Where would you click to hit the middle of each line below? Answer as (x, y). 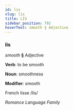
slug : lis (15, 14)
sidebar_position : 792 (28, 23)
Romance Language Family (33, 102)
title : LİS (16, 18)
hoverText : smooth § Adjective (37, 28)
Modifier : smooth (23, 84)
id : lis (13, 9)
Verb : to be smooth (25, 65)
